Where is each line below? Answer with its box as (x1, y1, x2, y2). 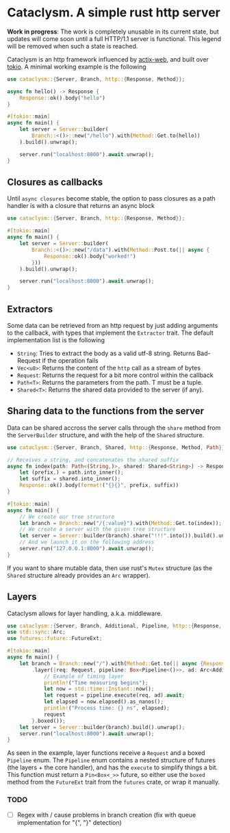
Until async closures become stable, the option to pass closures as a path (7, 194, 216, 203)
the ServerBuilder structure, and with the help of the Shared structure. (7, 431, 205, 439)
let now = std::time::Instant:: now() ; (43, 686, 155, 693)
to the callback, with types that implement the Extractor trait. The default (7, 329, 214, 337)
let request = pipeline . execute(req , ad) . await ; (43, 692, 186, 699)
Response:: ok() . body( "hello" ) (19, 94, 106, 101)
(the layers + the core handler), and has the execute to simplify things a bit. (7, 763, 218, 771)
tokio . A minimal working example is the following (7, 62, 146, 71)
